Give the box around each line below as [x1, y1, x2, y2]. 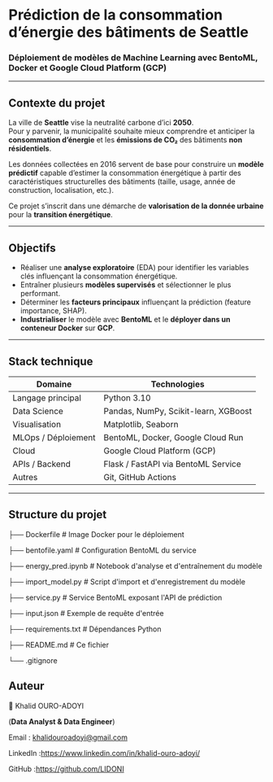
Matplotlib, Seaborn [103, 418, 179, 430]
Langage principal [12, 392, 81, 404]
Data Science [12, 405, 63, 417]
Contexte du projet [8, 96, 106, 110]
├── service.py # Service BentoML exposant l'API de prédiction [8, 592, 223, 602]
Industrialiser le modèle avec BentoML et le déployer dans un [19, 315, 231, 325]
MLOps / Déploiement [12, 431, 96, 443]
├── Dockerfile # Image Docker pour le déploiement [8, 529, 184, 539]
